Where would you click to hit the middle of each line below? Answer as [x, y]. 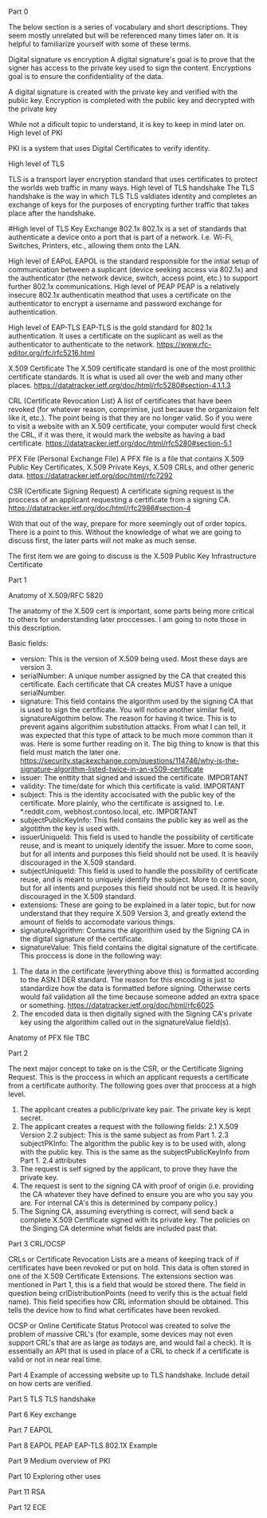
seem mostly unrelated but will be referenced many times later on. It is [124, 36]
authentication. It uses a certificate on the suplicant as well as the [116, 336]
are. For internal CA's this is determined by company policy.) [119, 1203]
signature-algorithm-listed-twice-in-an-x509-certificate [112, 769]
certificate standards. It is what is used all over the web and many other [126, 377]
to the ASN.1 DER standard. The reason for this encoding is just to [127, 980]
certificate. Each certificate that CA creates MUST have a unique [126, 684]
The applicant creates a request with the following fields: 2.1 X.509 [129, 1126]
